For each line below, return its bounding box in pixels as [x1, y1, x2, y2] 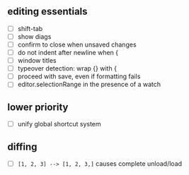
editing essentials [7, 6, 88, 18]
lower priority [7, 101, 69, 113]
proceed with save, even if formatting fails [17, 72, 141, 80]
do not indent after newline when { [17, 49, 119, 56]
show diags [17, 32, 52, 41]
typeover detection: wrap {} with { [17, 64, 117, 73]
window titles [17, 56, 57, 65]
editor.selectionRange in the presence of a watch [17, 80, 161, 89]
